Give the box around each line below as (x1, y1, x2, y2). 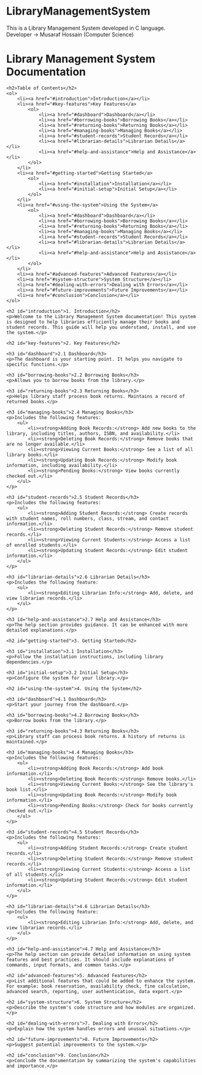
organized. (168, 1004, 197, 1011)
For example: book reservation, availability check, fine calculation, (6, 983, 191, 989)
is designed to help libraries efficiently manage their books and (6, 319, 180, 325)
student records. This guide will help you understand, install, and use (6, 324, 197, 330)
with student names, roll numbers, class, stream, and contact (6, 515, 169, 522)
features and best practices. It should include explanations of (6, 957, 174, 963)
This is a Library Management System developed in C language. (6, 24, 166, 32)
